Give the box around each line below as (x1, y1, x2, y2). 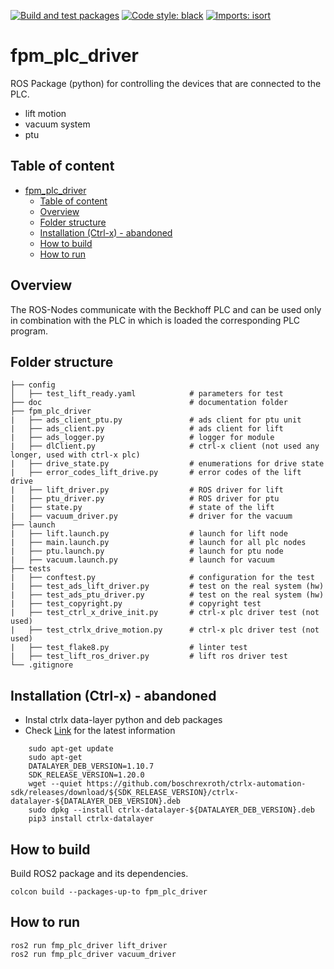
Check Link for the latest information (24, 725, 176, 737)
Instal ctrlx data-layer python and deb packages (24, 714, 223, 726)
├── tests (10, 564, 52, 574)
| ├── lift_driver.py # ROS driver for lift (10, 485, 284, 495)
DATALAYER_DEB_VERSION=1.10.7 (28, 761, 155, 772)
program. (10, 325, 49, 337)
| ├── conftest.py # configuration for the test (10, 573, 315, 583)
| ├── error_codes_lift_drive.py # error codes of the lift (10, 468, 302, 478)
